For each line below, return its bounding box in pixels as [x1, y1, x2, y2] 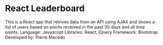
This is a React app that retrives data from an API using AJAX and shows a [5, 19, 155, 25]
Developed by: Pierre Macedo [5, 34, 65, 40]
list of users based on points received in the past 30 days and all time [5, 24, 145, 30]
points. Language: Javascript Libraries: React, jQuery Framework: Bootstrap [5, 29, 158, 35]
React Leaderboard [5, 3, 85, 14]
